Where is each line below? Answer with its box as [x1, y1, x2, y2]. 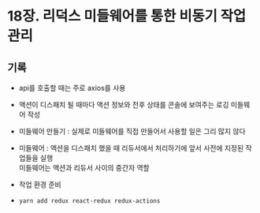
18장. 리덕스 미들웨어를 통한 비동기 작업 [7, 7, 247, 25]
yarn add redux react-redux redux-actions [18, 197, 161, 205]
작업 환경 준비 [18, 180, 61, 189]
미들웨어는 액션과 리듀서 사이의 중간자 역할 [18, 163, 150, 172]
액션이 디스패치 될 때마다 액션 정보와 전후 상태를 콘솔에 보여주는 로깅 [18, 100, 229, 109]
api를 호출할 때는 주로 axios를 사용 [18, 84, 126, 92]
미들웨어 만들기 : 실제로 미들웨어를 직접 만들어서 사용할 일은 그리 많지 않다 [18, 127, 246, 136]
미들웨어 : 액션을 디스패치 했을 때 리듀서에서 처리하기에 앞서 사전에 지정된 [18, 144, 244, 152]
